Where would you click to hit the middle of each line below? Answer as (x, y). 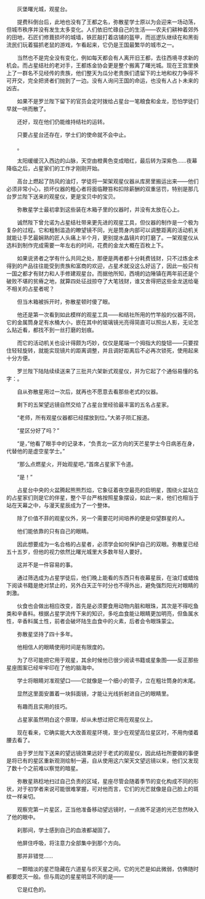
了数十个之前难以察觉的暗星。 (44, 768)
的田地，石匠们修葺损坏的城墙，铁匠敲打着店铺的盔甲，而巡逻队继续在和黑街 (103, 37)
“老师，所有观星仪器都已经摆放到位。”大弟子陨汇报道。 (85, 417)
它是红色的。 (33, 890)
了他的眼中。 (22, 817)
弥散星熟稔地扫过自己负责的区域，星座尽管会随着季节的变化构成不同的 (105, 781)
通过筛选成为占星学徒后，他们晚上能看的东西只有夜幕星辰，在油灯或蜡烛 (108, 578)
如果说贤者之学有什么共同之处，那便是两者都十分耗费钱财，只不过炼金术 (108, 258)
